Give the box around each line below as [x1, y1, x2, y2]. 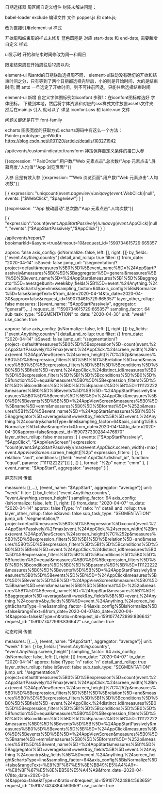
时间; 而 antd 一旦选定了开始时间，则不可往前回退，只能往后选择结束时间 [5, 84, 151, 90]
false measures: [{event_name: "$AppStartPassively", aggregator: [5, 301, 137, 307]
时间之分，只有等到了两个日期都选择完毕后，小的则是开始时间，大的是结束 [9, 78, 158, 84]
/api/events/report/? [5, 235, 45, 241]
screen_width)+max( [115, 444, 157, 450]
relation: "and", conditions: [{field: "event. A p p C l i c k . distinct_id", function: [5, 455, 149, 460]
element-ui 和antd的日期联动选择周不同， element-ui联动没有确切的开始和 [5, 72, 153, 78]
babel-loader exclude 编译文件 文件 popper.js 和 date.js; [5, 15, 117, 20]
